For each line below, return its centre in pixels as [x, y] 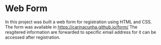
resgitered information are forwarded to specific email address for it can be [80, 32]
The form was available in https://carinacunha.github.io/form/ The [71, 27]
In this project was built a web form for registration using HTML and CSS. [79, 22]
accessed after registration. [33, 37]
